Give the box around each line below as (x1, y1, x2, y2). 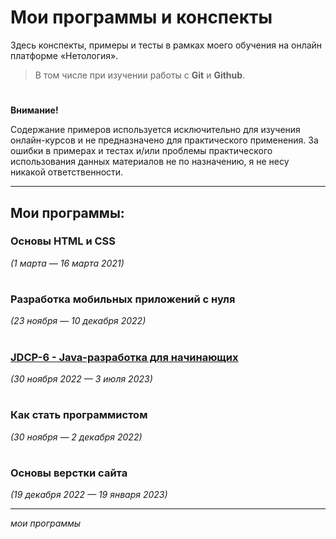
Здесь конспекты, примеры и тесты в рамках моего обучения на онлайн (10, 39, 323, 51)
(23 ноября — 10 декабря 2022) (10, 315, 147, 327)
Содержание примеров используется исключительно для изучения (10, 124, 301, 136)
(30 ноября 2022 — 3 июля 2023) (10, 372, 153, 385)
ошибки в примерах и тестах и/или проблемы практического (10, 145, 273, 157)
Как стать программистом (10, 408, 148, 422)
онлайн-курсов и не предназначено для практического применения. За (10, 134, 319, 146)
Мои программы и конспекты (10, 6, 273, 29)
